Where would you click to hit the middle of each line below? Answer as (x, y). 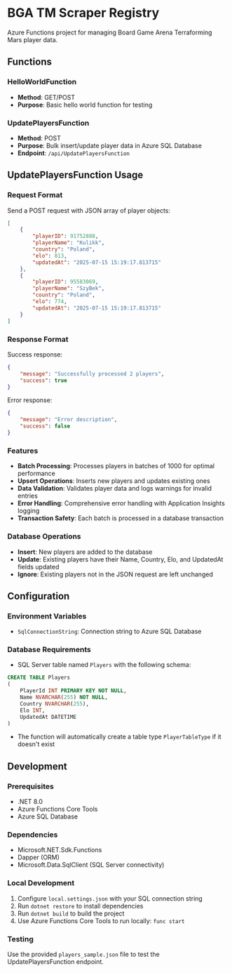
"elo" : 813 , (50, 256)
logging (28, 511)
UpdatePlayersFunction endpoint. (55, 962)
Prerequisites (30, 786)
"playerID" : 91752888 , (66, 237)
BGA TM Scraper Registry (83, 13)
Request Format (35, 195)
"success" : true (44, 380)
